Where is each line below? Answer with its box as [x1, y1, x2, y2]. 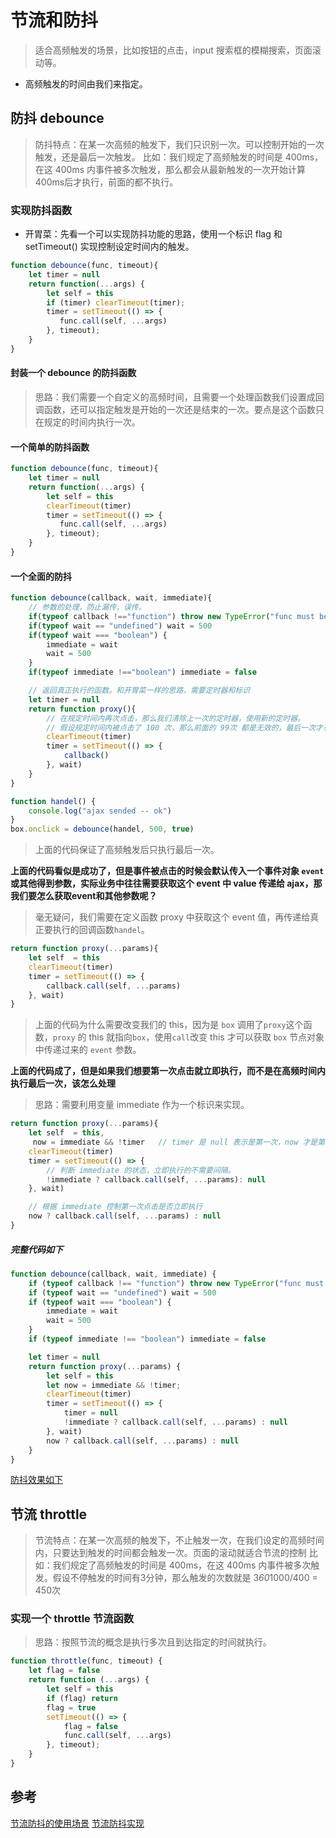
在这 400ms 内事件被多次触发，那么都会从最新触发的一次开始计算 [34, 163, 307, 175]
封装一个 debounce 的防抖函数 [10, 367, 137, 379]
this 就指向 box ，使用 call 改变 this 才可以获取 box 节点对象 [88, 1031, 325, 1043]
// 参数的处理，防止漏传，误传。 [28, 602, 147, 613]
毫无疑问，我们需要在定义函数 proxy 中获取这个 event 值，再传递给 [34, 911, 311, 923]
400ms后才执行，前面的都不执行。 [34, 176, 179, 188]
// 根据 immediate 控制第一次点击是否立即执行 [28, 1202, 203, 1212]
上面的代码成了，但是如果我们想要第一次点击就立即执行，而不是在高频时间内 [10, 1065, 326, 1077]
